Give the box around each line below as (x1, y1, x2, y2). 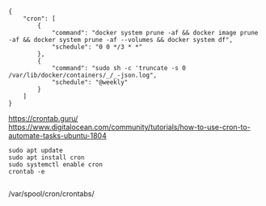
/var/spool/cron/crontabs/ (8, 189, 95, 198)
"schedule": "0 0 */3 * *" (51, 43, 143, 51)
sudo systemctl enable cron (8, 161, 103, 169)
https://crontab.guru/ (8, 114, 78, 123)
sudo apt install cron (8, 153, 85, 162)
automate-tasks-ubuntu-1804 (8, 131, 107, 141)
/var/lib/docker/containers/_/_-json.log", (8, 71, 158, 79)
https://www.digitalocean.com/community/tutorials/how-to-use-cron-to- (8, 122, 251, 132)
